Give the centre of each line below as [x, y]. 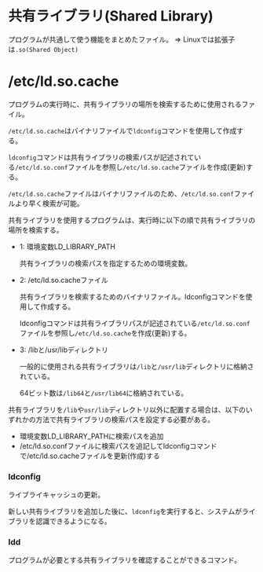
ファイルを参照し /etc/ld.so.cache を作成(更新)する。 [105, 333]
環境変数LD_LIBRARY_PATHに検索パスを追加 [91, 436]
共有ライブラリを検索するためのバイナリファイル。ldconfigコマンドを [132, 296]
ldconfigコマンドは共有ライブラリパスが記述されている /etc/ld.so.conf [135, 323]
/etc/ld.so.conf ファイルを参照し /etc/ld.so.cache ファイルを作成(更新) [131, 167]
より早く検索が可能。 [49, 203]
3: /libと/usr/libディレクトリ [64, 350]
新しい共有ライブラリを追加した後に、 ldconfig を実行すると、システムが [125, 511]
